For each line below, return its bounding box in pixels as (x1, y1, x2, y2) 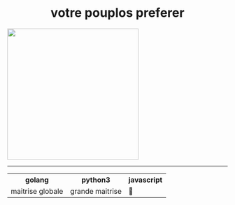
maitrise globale (10, 186, 64, 196)
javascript (128, 175, 163, 185)
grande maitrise (69, 186, 122, 196)
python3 (81, 175, 111, 185)
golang (25, 175, 49, 185)
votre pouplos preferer (50, 5, 185, 21)
